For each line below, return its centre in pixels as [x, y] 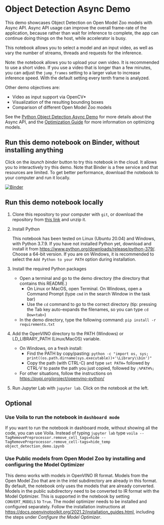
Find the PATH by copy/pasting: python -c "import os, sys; [88, 353]
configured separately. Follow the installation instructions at [65, 506]
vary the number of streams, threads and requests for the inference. [74, 53]
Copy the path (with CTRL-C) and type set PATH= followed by [88, 363]
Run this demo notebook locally [54, 202]
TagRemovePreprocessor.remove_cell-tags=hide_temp [58, 442]
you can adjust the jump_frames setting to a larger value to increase [73, 72]
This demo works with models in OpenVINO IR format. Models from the [77, 475]
